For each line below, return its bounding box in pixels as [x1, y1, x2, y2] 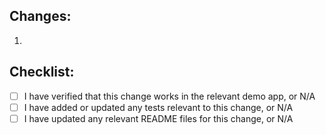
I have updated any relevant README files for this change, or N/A [23, 112, 294, 124]
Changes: [9, 8, 72, 25]
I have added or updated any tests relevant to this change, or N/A [23, 101, 294, 113]
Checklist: [9, 64, 75, 81]
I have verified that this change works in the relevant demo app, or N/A [23, 90, 316, 102]
